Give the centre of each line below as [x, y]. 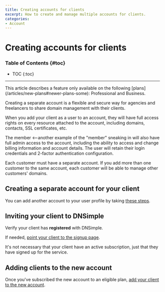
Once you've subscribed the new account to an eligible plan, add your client [82, 280]
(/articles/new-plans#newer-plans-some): [47, 93]
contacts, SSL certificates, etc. [36, 128]
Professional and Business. [118, 93]
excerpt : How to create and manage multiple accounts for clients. [76, 14]
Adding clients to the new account [58, 268]
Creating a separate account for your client [72, 189]
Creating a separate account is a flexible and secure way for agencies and [80, 103]
